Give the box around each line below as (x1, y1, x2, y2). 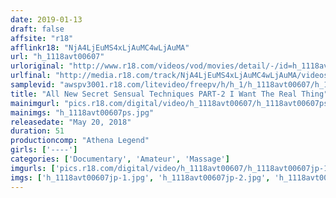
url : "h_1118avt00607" (10, 52, 105, 62)
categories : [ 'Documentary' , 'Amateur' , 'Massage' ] (10, 154, 230, 164)
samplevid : (10, 80, 56, 90)
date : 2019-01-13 (10, 14, 83, 25)
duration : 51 (10, 126, 65, 136)
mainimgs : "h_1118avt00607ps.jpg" (10, 107, 155, 118)
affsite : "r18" (10, 33, 74, 43)
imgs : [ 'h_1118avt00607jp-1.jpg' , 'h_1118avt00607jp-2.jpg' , (10, 172, 271, 183)
